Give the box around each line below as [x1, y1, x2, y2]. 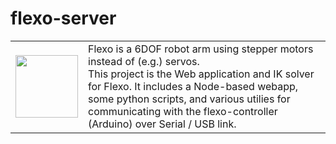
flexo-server [10, 7, 117, 30]
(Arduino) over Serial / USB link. [88, 117, 237, 131]
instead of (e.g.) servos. [88, 54, 200, 68]
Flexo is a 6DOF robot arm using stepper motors [88, 42, 314, 56]
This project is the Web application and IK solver [88, 67, 315, 81]
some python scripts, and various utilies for [88, 92, 291, 106]
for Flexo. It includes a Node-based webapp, [88, 79, 299, 93]
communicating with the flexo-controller [88, 104, 278, 118]
